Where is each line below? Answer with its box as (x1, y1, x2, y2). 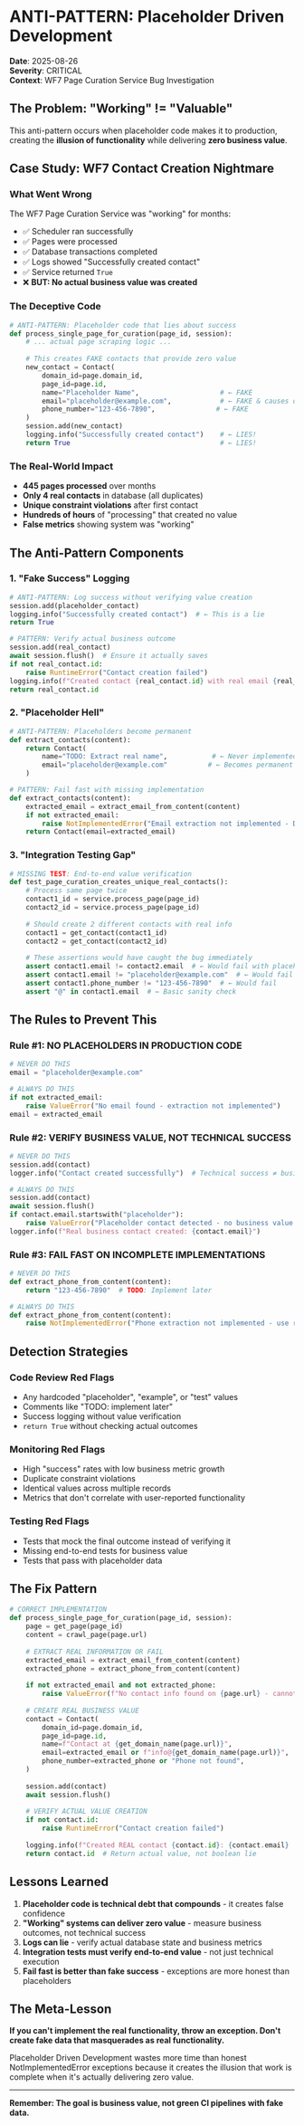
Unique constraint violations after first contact (22, 500, 199, 510)
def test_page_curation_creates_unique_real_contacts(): (9, 878, 229, 887)
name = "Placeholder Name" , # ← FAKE (42, 387, 253, 397)
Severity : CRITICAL (9, 65, 83, 76)
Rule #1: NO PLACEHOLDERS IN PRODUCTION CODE (9, 1039, 242, 1052)
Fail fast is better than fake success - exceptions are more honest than (22, 1966, 290, 1977)
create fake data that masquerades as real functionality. (9, 2034, 224, 2046)
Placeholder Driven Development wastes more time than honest (9, 2053, 247, 2063)
